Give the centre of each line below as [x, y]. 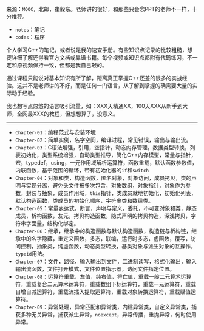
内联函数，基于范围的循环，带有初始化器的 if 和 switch [82, 170]
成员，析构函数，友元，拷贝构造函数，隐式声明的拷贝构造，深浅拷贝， [103, 216]
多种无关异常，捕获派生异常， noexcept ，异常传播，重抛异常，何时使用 [109, 314]
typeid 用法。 [31, 254]
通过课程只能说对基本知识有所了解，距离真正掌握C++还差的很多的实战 [94, 78]
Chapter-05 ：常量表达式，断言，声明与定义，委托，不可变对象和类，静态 [106, 208]
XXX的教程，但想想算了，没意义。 [75, 114]
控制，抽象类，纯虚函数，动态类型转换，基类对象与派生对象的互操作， [108, 246]
